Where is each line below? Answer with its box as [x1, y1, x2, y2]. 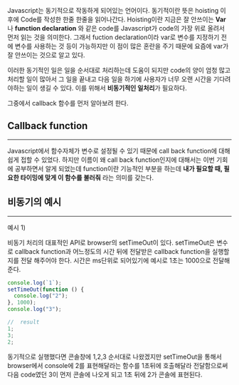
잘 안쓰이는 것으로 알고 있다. [7, 51, 85, 59]
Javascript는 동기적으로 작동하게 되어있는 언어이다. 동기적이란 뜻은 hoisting [7, 6, 219, 14]
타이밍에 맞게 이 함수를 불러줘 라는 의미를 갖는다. [20, 173, 154, 182]
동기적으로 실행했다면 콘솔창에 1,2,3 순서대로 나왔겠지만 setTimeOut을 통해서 [7, 352, 222, 361]
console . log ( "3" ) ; [7, 306, 62, 313]
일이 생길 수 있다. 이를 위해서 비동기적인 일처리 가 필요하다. [26, 84, 187, 92]
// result [7, 319, 40, 326]
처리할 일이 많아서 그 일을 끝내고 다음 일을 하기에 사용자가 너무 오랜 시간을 [7, 75, 212, 83]
